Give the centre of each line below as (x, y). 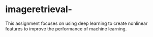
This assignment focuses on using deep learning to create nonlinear (76, 23)
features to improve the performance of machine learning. (66, 28)
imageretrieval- (39, 9)
